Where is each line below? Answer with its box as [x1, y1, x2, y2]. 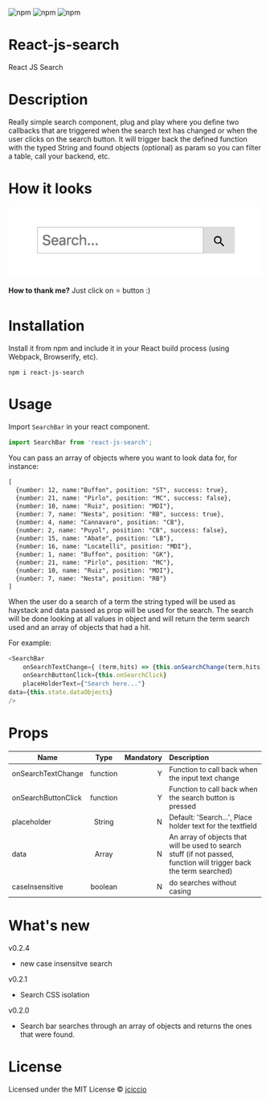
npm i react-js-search [8, 368, 84, 376]
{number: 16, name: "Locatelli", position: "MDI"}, [15, 542, 193, 550]
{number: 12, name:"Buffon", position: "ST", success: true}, [15, 486, 228, 494]
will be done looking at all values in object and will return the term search [8, 614, 251, 623]
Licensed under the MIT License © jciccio [8, 1084, 147, 1094]
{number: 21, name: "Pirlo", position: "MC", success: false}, [15, 494, 231, 502]
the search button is [168, 792, 235, 802]
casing [168, 886, 191, 896]
